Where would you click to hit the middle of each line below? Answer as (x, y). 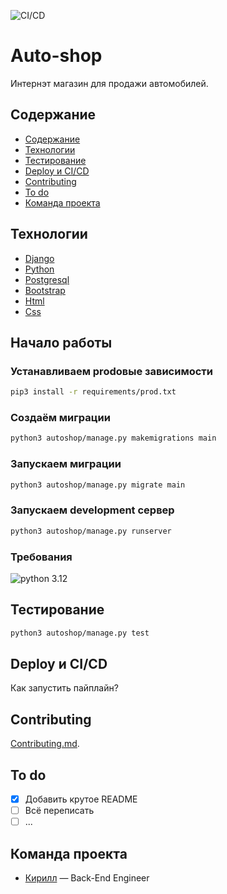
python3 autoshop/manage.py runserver (91, 531)
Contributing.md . (45, 744)
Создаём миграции (60, 418)
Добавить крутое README (81, 799)
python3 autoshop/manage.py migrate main (98, 485)
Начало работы (61, 342)
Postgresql (47, 279)
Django (39, 258)
